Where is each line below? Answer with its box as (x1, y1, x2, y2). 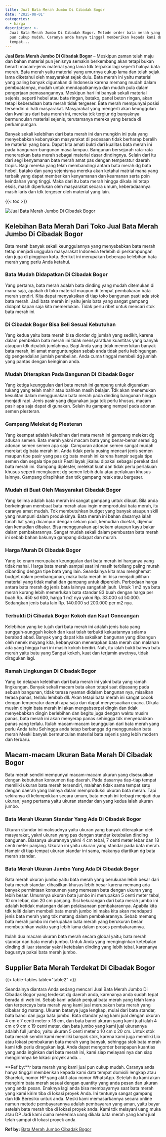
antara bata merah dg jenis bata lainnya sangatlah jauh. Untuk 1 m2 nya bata (5, 584, 161, 590)
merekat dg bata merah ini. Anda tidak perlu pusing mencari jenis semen (5, 448, 153, 454)
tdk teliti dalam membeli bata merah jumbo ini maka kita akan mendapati (5, 908, 152, 914)
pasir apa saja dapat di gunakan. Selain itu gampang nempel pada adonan (5, 403, 156, 409)
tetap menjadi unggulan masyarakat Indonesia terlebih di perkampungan (5, 248, 153, 254)
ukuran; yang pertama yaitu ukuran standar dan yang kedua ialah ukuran (5, 798, 153, 804)
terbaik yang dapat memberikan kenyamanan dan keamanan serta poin (5, 173, 150, 179)
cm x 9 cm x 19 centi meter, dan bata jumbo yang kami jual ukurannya (5, 1023, 147, 1029)
